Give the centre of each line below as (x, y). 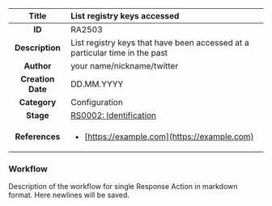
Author (38, 66)
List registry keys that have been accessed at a (159, 42)
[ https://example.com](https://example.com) (169, 137)
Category (38, 102)
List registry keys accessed (125, 16)
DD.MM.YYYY (97, 84)
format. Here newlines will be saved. (69, 195)
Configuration (96, 102)
